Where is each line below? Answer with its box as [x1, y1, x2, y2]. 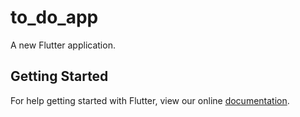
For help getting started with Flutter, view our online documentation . [10, 94, 290, 106]
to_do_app [10, 6, 99, 29]
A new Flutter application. [10, 39, 116, 51]
